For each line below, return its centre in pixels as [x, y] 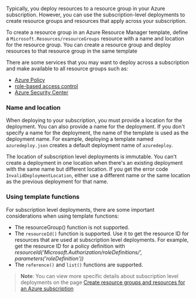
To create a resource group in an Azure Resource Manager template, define [97, 32]
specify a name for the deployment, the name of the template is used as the [97, 133]
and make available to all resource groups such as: [67, 69]
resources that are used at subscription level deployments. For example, [102, 239]
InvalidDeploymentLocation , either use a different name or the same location [98, 175]
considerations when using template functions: [63, 216]
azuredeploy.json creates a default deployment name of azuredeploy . [90, 145]
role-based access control [46, 86]
